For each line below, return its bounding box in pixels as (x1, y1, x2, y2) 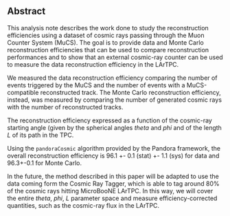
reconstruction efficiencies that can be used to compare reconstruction (7, 45, 209, 54)
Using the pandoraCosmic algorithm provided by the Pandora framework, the (7, 144, 221, 152)
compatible (7, 88, 39, 96)
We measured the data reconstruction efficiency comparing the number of (7, 74, 218, 82)
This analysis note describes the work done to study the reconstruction (7, 23, 209, 32)
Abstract (7, 6, 46, 17)
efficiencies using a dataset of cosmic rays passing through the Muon (7, 31, 205, 39)
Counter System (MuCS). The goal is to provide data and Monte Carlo (7, 38, 204, 47)
